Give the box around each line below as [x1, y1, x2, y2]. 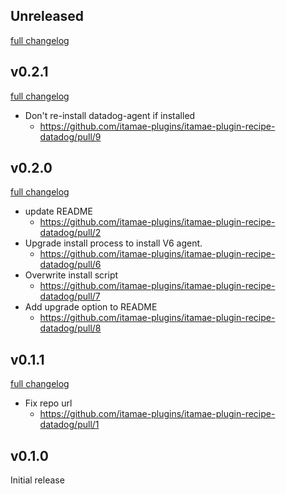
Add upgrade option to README [24, 301, 158, 313]
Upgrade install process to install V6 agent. [24, 237, 203, 249]
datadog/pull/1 [39, 419, 100, 431]
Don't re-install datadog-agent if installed [24, 109, 196, 121]
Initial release [10, 474, 65, 486]
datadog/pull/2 [39, 227, 102, 239]
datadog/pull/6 [39, 259, 102, 271]
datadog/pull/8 [39, 322, 102, 334]
